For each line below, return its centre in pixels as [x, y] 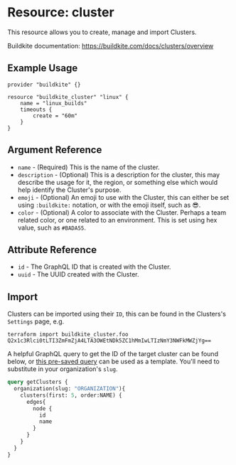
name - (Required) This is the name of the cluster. [88, 167]
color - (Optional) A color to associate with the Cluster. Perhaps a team [122, 212]
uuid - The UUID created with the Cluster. [79, 274]
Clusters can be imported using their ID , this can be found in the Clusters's [117, 314]
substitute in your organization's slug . [63, 369]
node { [43, 408]
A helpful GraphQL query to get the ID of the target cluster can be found [113, 354]
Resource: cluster [61, 12]
